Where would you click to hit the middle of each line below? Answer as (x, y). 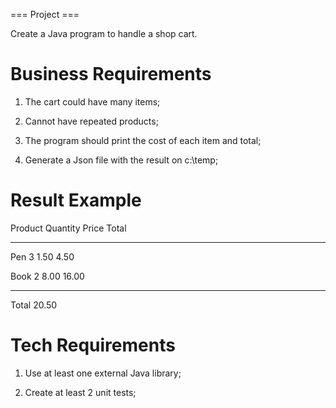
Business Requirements (111, 74)
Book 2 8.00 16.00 (47, 276)
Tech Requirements (93, 345)
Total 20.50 (34, 305)
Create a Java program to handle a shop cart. (104, 33)
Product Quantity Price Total (68, 228)
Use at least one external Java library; (103, 373)
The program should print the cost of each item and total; (143, 140)
